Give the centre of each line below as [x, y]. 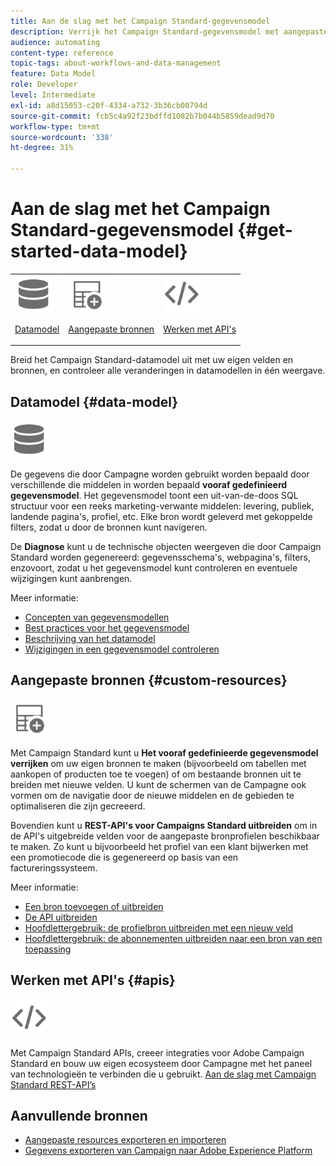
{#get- [265, 230]
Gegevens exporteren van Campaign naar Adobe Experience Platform [168, 1151]
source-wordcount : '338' [62, 137]
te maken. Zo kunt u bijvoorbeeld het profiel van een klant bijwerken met [159, 846]
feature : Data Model [53, 74]
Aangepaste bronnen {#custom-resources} [149, 680]
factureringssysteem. [54, 867]
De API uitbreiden [61, 917]
